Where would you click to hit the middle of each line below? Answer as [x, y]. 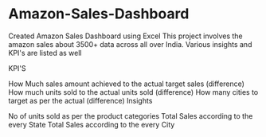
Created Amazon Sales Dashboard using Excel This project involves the [125, 36]
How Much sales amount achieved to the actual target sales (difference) [127, 84]
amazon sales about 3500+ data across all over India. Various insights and [130, 44]
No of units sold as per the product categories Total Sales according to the [131, 115]
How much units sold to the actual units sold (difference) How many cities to [133, 92]
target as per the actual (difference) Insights [80, 100]
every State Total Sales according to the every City [92, 124]
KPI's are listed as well [45, 53]
